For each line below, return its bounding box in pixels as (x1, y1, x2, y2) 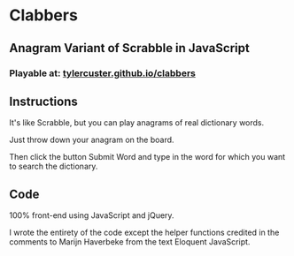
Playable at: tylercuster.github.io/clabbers (9, 67, 197, 79)
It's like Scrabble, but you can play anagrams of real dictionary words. (9, 117, 265, 128)
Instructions (9, 94, 78, 109)
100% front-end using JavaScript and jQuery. (9, 210, 174, 221)
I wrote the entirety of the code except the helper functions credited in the (9, 227, 280, 238)
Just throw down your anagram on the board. (9, 134, 174, 146)
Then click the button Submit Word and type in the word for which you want (9, 152, 286, 162)
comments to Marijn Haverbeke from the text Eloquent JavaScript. (9, 237, 251, 247)
